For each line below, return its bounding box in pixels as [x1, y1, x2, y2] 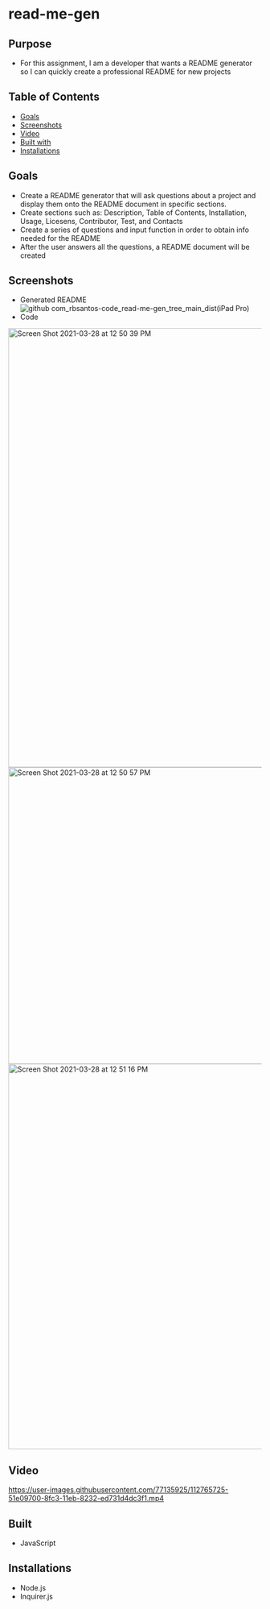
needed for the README [19, 233, 101, 243]
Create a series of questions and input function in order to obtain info [19, 225, 249, 234]
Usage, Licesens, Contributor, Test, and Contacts [19, 216, 183, 226]
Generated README [19, 295, 87, 305]
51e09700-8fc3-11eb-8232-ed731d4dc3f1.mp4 [8, 1494, 165, 1503]
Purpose [8, 37, 52, 51]
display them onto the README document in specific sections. [19, 199, 227, 209]
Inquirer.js [19, 1591, 54, 1601]
